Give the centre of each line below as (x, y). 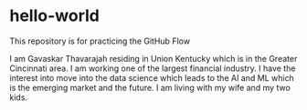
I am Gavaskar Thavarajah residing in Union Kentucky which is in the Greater (153, 58)
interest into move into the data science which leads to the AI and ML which (152, 77)
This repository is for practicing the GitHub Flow (100, 41)
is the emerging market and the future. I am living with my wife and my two (150, 87)
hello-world (55, 16)
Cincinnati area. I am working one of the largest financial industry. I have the (153, 68)
